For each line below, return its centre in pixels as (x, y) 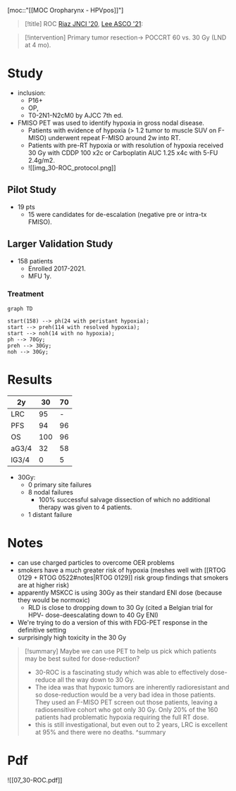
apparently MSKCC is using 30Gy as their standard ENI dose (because (120, 592)
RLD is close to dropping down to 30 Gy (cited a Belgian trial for (120, 607)
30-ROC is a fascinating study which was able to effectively (122, 672)
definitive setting (42, 630)
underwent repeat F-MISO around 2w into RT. (114, 137)
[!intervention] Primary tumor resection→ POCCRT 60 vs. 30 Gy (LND (125, 37)
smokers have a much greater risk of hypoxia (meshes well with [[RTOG (122, 570)
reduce (45, 680)
